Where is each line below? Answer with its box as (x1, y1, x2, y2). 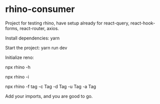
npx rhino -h (5, 64, 31, 70)
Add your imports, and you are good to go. (5, 93, 93, 99)
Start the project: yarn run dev (5, 44, 67, 50)
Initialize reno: (5, 54, 34, 60)
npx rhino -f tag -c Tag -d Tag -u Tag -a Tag (5, 83, 96, 89)
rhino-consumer (5, 3, 75, 15)
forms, (5, 25, 19, 31)
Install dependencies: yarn (5, 35, 60, 41)
